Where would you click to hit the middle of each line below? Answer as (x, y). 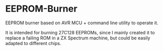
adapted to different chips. (33, 43)
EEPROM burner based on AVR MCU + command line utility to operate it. (82, 23)
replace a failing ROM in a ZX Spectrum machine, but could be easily (78, 38)
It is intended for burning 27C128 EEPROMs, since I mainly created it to (80, 32)
